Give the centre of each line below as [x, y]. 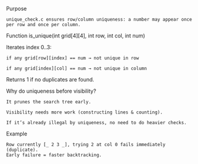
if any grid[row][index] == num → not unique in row [73, 58]
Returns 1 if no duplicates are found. [50, 79]
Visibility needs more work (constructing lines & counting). [84, 112]
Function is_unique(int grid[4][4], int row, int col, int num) [76, 36]
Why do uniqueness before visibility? [51, 91]
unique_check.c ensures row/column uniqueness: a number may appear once [99, 20]
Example [17, 134]
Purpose [17, 9]
